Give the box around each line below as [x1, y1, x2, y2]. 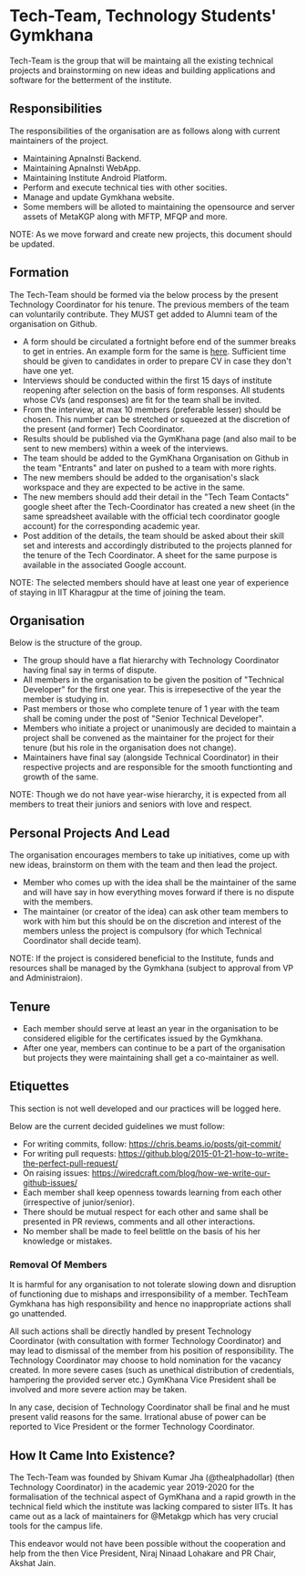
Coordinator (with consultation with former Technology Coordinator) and [9, 1336, 282, 1347]
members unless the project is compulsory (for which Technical [22, 926, 262, 936]
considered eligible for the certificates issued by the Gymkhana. [22, 1033, 263, 1043]
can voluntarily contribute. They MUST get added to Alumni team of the [9, 308, 278, 320]
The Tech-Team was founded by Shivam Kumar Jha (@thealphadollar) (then [9, 1472, 295, 1483]
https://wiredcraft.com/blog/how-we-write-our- [91, 1167, 271, 1179]
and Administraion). [9, 972, 84, 983]
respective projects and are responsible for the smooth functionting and [22, 762, 293, 773]
